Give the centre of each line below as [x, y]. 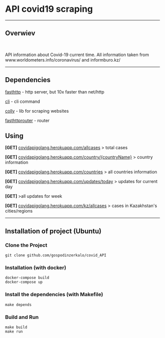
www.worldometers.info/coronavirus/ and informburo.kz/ [63, 60]
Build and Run [22, 317]
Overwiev [20, 33]
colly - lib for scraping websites [37, 111]
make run [14, 331]
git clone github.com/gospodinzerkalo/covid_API [56, 255]
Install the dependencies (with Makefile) [54, 295]
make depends [18, 305]
